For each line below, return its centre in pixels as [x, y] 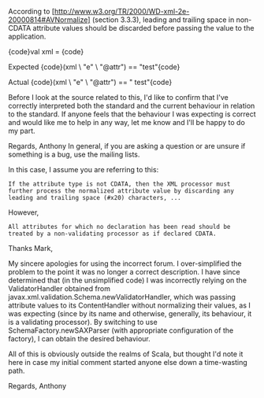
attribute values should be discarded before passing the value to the [143, 28]
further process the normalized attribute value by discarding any [121, 191]
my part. [22, 131]
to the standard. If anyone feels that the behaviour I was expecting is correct [132, 114]
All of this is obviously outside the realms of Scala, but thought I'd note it [126, 354]
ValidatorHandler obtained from [59, 289]
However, [24, 212]
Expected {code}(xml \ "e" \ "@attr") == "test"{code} [94, 67]
